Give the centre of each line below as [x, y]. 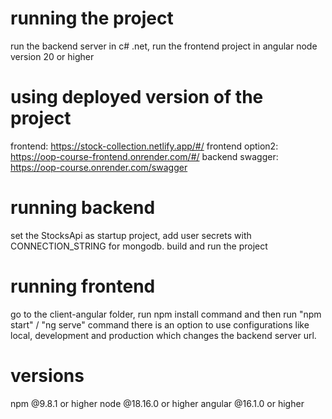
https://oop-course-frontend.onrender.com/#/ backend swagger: [144, 156]
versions [47, 375]
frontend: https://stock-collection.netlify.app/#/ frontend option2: [144, 146]
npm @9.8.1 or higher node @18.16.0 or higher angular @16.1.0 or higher [157, 403]
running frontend [83, 286]
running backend [83, 208]
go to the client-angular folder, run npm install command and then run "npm [166, 314]
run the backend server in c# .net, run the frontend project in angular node [164, 46]
